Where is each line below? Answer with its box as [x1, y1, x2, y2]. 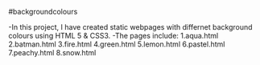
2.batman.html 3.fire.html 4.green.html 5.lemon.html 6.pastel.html [8, 39, 225, 49]
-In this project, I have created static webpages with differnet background [8, 22, 253, 31]
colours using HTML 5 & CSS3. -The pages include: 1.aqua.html [8, 31, 219, 40]
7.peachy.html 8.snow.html [8, 48, 97, 57]
